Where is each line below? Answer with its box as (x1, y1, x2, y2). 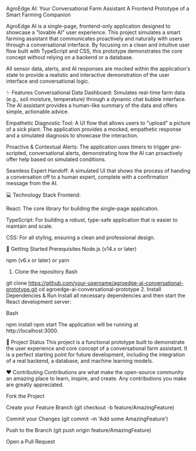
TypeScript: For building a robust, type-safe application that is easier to (6, 217, 178, 223)
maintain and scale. (6, 223, 53, 230)
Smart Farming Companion (6, 11, 71, 18)
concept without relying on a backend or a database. (6, 54, 133, 60)
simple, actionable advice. (6, 108, 69, 115)
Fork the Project (6, 393, 45, 399)
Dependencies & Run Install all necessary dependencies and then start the (6, 292, 185, 299)
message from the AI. (6, 180, 58, 187)
